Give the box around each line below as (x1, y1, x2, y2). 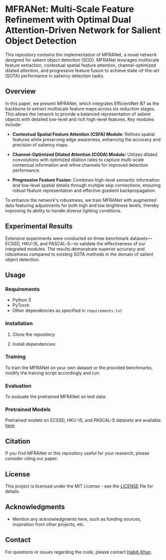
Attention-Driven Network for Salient (5, 25, 161, 36)
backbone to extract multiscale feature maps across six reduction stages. (5, 105, 156, 111)
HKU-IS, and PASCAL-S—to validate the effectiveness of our (22, 240, 146, 247)
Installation (5, 320, 33, 327)
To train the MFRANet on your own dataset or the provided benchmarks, (5, 365, 153, 371)
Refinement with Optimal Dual (5, 14, 131, 25)
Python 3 (12, 297, 31, 303)
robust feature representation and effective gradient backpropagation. (12, 187, 157, 193)
